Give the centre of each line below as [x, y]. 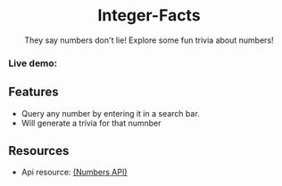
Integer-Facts [149, 16]
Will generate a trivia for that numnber [91, 123]
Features [33, 92]
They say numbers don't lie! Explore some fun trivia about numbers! [149, 40]
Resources [39, 151]
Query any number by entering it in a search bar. [110, 113]
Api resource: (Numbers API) [74, 172]
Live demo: [33, 63]
